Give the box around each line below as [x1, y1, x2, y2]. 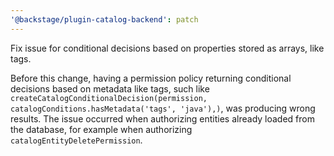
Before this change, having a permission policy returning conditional [10, 72, 292, 84]
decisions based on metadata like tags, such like [10, 82, 210, 95]
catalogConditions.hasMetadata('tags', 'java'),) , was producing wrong [10, 102, 316, 114]
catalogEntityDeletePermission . [10, 134, 143, 146]
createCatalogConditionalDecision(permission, [10, 93, 208, 103]
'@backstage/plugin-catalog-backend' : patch [10, 14, 199, 25]
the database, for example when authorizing [10, 123, 193, 135]
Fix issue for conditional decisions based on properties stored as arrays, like [10, 42, 325, 54]
